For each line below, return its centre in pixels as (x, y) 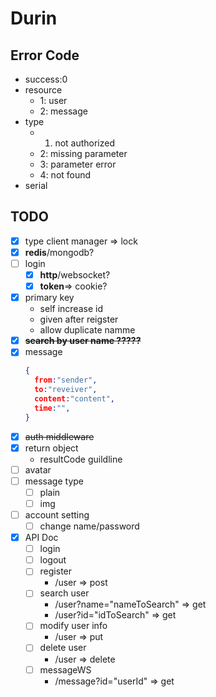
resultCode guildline (81, 459)
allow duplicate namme (87, 330)
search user (64, 593)
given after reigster (79, 319)
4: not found (65, 175)
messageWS (65, 669)
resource (43, 90)
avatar (38, 469)
